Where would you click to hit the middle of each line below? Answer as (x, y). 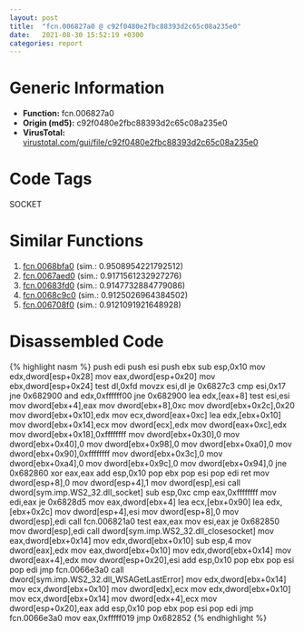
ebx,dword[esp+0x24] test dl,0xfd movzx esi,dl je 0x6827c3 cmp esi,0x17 (147, 386)
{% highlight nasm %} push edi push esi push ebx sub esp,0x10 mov (137, 366)
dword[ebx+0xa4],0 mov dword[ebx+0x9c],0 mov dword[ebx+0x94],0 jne (148, 463)
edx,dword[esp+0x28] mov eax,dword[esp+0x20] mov (113, 376)
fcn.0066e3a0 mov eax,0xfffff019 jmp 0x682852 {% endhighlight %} (138, 618)
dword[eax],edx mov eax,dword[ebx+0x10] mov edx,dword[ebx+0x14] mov (151, 550)
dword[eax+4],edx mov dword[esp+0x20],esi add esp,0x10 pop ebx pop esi (152, 560)
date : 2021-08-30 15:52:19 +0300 (77, 35)
